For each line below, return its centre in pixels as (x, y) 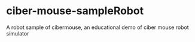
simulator (18, 33)
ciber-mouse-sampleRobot (75, 11)
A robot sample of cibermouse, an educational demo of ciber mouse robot (98, 27)
